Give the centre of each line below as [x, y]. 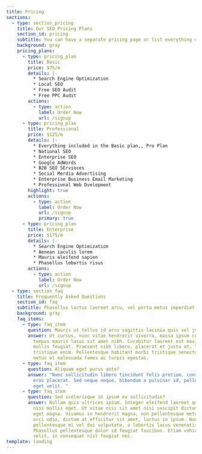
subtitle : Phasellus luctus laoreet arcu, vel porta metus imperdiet [106, 308]
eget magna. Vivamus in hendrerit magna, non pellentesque [109, 414]
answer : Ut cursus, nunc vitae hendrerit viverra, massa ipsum [109, 336]
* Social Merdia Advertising [69, 174]
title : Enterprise [51, 229]
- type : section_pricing [43, 23]
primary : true [56, 219]
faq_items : [31, 319]
